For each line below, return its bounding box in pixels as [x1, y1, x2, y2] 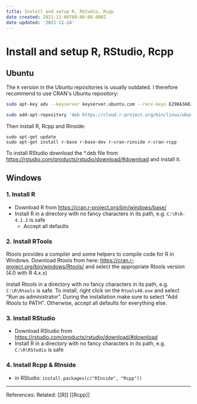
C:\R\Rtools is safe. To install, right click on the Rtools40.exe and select [6, 287, 180, 294]
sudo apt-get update [6, 134, 57, 140]
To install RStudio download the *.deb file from [6, 149, 118, 156]
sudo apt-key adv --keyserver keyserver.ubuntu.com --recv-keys [6, 101, 167, 108]
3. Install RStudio [6, 314, 56, 322]
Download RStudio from [14, 328, 73, 335]
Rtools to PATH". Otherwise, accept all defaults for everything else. [6, 299, 168, 306]
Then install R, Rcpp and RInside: [6, 123, 86, 130]
